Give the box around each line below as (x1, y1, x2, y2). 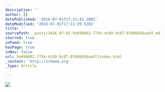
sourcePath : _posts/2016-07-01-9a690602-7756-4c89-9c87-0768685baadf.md (5, 31, 160, 36)
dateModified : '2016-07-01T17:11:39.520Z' (5, 21, 95, 27)
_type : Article (5, 63, 37, 68)
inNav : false (5, 49, 33, 54)
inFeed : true (5, 40, 33, 45)
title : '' (5, 26, 26, 31)
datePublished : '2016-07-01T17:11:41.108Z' (5, 17, 98, 22)
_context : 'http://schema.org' (5, 59, 71, 64)
